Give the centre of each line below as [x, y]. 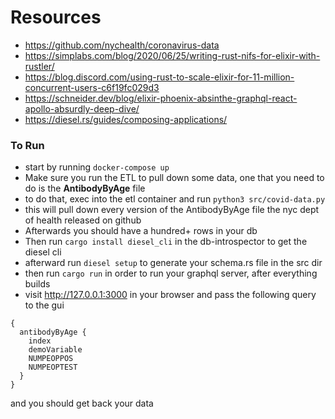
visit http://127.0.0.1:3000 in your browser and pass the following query [170, 295]
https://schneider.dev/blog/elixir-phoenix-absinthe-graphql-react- [161, 98]
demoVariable [55, 350]
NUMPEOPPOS [51, 359]
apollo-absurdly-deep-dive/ [82, 108]
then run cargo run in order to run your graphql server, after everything [171, 273]
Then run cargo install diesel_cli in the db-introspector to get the [166, 242]
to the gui [44, 305]
